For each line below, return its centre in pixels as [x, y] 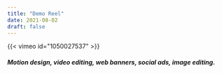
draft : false [26, 26]
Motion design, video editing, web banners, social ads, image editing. [111, 62]
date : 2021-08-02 [33, 20]
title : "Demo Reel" [36, 14]
